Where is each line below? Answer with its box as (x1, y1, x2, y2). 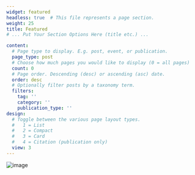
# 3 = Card (12, 134, 45, 140)
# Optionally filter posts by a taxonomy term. (12, 82, 136, 88)
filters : (12, 88, 34, 95)
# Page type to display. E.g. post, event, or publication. (12, 48, 168, 55)
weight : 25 (6, 20, 34, 26)
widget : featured (6, 9, 51, 15)
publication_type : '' (17, 105, 72, 111)
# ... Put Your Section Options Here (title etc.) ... (6, 32, 149, 38)
